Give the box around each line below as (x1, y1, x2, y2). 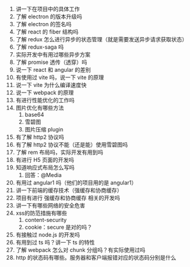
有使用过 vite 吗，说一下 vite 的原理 (15, 74, 104, 81)
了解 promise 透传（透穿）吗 (15, 58, 87, 66)
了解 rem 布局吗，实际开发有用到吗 (15, 148, 104, 156)
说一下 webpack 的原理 (15, 89, 74, 96)
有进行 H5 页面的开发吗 (15, 156, 75, 163)
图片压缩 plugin (24, 126, 64, 133)
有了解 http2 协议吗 (15, 133, 64, 140)
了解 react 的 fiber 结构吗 (15, 28, 78, 35)
